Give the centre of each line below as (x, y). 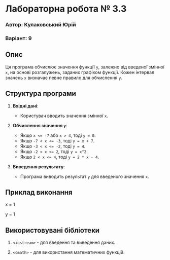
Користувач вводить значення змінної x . (64, 116)
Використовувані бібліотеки (53, 230)
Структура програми (41, 94)
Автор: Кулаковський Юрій (41, 25)
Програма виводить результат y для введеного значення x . (84, 176)
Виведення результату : (39, 166)
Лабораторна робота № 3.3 (66, 9)
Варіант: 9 (19, 39)
